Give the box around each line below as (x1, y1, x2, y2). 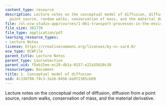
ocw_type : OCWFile (5, 49, 43, 53)
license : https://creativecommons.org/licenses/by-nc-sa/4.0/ (5, 44, 136, 49)
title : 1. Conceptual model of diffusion (5, 72, 92, 77)
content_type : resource (5, 7, 54, 12)
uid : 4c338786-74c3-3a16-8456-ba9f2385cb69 (5, 76, 96, 81)
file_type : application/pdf (5, 30, 63, 35)
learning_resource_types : (5, 35, 58, 40)
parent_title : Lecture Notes (5, 53, 65, 58)
